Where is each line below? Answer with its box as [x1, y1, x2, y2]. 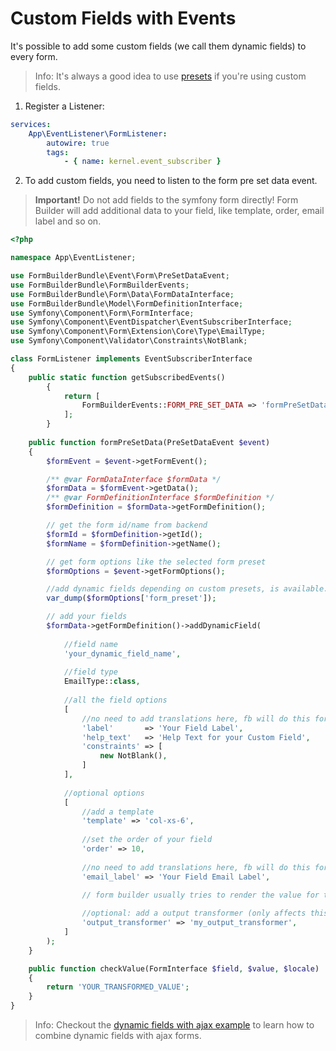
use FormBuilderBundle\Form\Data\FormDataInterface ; [10, 289, 235, 299]
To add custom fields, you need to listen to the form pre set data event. [24, 175, 318, 187]
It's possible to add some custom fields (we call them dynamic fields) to [10, 40, 307, 52]
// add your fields [46, 612, 128, 622]
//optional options [63, 788, 145, 798]
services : [10, 119, 52, 129]
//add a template [81, 807, 155, 817]
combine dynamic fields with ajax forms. [34, 1030, 202, 1042]
